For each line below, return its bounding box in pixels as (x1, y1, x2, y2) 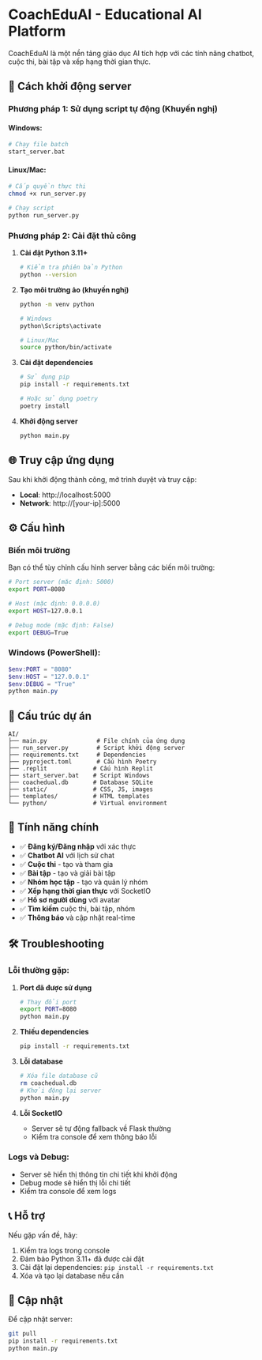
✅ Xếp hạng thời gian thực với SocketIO (19, 886, 152, 895)
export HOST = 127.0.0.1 (8, 607, 83, 615)
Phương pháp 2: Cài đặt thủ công (8, 230, 137, 241)
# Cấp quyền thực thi (8, 183, 87, 190)
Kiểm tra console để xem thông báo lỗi (31, 1132, 158, 1141)
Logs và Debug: (8, 1151, 69, 1162)
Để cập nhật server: (8, 1314, 73, 1324)
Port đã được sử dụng (19, 982, 92, 993)
